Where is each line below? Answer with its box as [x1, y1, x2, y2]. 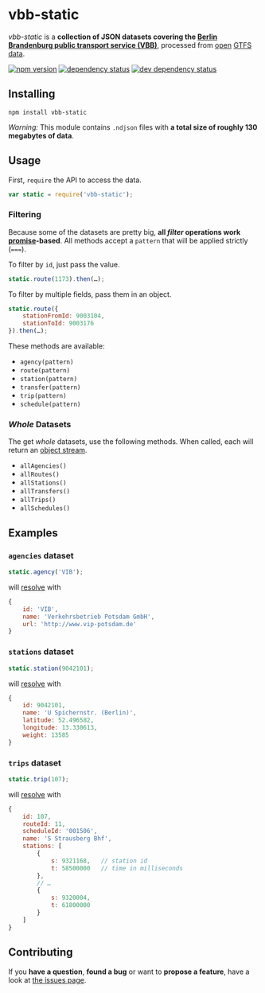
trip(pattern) [19, 392, 67, 400]
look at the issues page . [8, 975, 87, 984]
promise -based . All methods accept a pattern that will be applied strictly [8, 236, 248, 245]
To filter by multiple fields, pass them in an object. [8, 289, 172, 299]
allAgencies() [19, 462, 67, 470]
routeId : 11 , [22, 820, 66, 828]
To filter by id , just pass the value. [8, 259, 121, 269]
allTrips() [19, 496, 57, 504]
